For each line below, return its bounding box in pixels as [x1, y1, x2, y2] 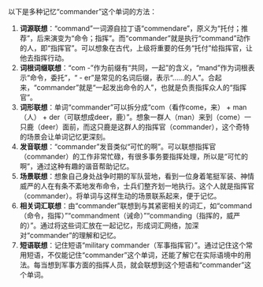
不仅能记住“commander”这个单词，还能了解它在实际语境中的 [46, 251, 245, 259]
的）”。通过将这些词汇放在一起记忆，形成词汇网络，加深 [19, 221, 199, 230]
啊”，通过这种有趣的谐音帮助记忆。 [19, 162, 134, 171]
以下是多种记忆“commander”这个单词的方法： [8, 7, 157, 16]
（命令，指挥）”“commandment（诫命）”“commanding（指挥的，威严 [19, 211, 241, 220]
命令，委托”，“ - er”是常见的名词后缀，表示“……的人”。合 [29, 73, 215, 82]
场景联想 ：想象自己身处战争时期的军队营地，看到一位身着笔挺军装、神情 [19, 172, 254, 181]
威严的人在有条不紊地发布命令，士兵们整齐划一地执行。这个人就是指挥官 [19, 181, 254, 191]
